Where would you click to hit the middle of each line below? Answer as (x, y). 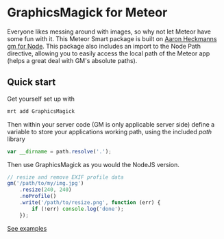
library (16, 139)
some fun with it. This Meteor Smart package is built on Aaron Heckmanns (112, 38)
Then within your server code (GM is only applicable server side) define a (111, 124)
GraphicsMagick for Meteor (87, 13)
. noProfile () (38, 197)
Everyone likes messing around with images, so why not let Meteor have (109, 32)
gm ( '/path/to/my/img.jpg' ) (46, 184)
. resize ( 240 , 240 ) (46, 190)
